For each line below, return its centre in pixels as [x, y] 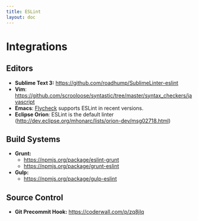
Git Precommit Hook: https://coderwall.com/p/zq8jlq [79, 212]
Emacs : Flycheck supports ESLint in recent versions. [79, 108]
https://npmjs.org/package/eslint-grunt [71, 160]
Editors [20, 69]
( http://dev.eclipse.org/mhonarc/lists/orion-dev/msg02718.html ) [92, 121]
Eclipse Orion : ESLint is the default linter [64, 114]
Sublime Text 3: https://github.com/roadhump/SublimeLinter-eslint [97, 83]
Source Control [35, 198]
